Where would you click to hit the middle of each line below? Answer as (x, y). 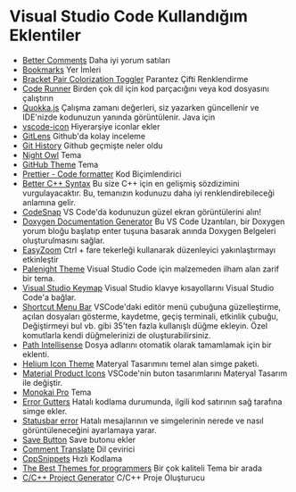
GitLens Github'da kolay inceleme (84, 136)
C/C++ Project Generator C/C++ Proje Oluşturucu (113, 477)
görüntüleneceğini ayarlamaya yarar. (89, 429)
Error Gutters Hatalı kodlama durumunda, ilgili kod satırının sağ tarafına (152, 401)
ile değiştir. (42, 382)
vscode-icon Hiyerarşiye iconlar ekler (91, 126)
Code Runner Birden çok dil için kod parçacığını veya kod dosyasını (145, 88)
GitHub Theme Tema (60, 164)
